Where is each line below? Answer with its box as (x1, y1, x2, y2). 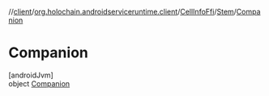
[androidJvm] (8, 70, 54, 80)
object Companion (8, 78, 70, 88)
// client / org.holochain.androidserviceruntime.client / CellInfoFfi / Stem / (8, 7, 237, 16)
